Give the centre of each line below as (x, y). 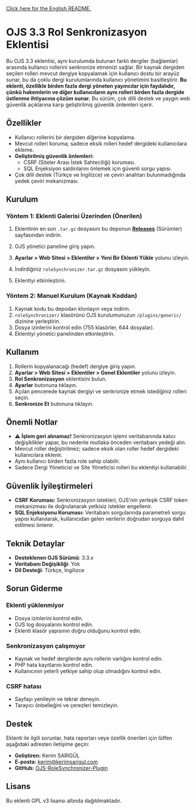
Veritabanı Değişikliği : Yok (47, 564)
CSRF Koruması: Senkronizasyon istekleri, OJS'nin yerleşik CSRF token (101, 500)
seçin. (22, 397)
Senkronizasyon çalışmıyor (46, 646)
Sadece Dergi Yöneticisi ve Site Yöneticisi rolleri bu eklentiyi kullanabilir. (101, 468)
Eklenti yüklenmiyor (35, 606)
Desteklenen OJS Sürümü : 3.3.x (54, 557)
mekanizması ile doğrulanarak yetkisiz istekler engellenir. (83, 506)
